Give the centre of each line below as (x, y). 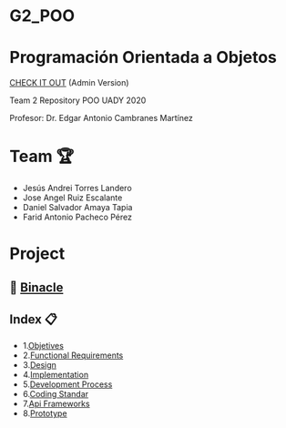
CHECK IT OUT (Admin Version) (69, 83)
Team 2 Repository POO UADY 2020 (78, 100)
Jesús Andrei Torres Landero (77, 189)
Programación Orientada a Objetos (143, 58)
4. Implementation (56, 375)
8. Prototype (45, 413)
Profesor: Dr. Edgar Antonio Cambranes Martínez (101, 118)
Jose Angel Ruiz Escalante (72, 198)
